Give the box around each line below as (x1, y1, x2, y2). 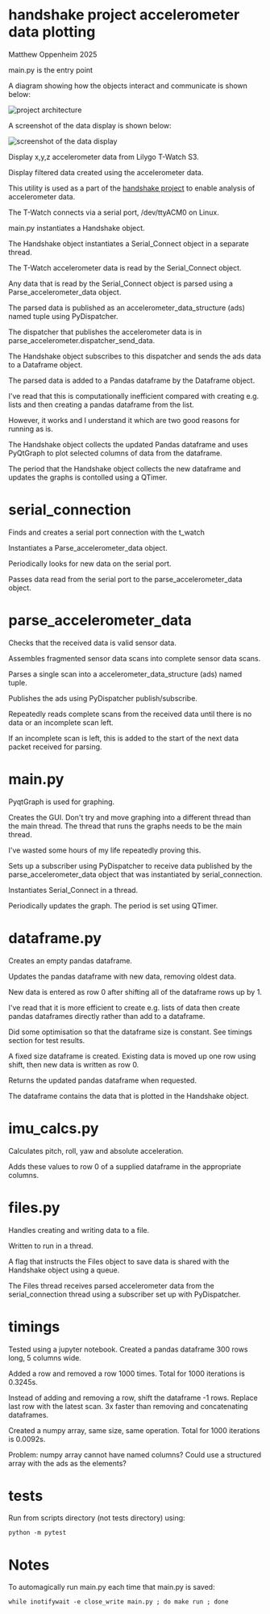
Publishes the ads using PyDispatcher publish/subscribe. (8, 693, 197, 703)
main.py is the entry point (8, 65, 93, 74)
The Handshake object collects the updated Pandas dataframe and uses (8, 439, 248, 449)
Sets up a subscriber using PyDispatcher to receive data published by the (8, 861, 252, 870)
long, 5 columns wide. (8, 1352, 82, 1362)
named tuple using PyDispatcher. (8, 311, 118, 321)
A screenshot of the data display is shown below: (8, 120, 172, 130)
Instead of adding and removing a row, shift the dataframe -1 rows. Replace (8, 1393, 258, 1402)
